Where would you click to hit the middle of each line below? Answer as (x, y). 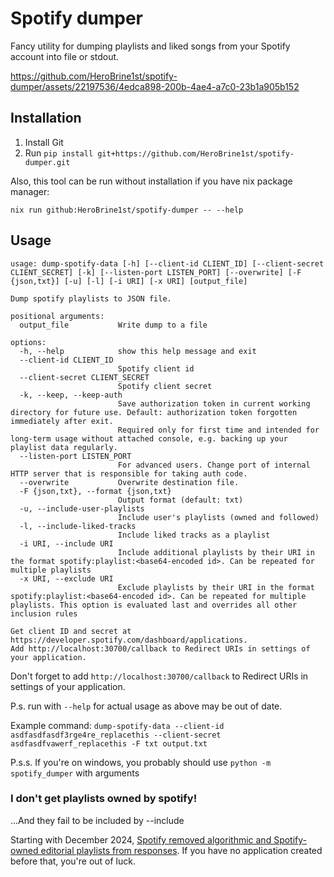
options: (28, 342)
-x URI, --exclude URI (66, 578)
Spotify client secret (165, 386)
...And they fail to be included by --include (97, 820)
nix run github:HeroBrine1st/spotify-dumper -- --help (127, 210)
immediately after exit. (62, 421)
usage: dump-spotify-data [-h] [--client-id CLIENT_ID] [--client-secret (167, 263)
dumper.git (47, 162)
